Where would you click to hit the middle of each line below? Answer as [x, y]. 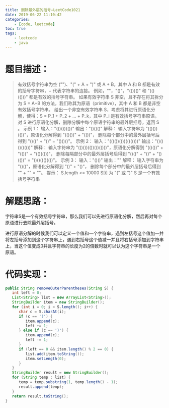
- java [21, 43]
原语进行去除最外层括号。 [32, 222]
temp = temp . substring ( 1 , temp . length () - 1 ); [68, 382]
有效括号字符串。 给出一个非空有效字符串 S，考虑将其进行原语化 [84, 110]
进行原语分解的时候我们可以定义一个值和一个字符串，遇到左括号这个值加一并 [84, 233]
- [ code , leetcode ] [35, 24]
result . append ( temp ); [41, 387]
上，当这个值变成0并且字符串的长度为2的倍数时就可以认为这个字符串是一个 [83, 246]
